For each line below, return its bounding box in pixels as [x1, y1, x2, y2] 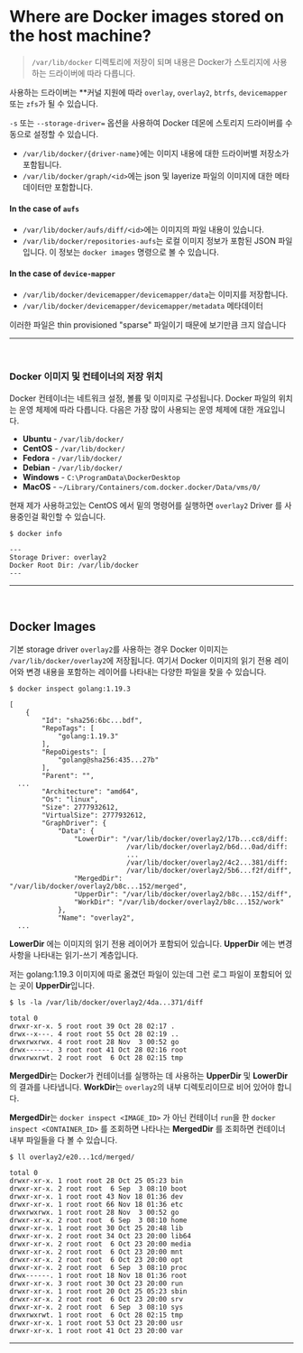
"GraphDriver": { [41, 819, 106, 828]
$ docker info [9, 529, 63, 538]
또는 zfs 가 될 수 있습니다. [9, 97, 99, 109]
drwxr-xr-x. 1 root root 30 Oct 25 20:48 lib [9, 1224, 183, 1233]
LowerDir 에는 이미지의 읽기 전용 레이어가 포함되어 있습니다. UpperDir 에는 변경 [9, 939, 293, 950]
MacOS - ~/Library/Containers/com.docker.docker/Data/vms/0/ [22, 481, 262, 492]
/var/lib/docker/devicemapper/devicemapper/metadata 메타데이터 [22, 301, 264, 311]
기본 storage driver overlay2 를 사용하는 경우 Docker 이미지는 [9, 644, 229, 655]
